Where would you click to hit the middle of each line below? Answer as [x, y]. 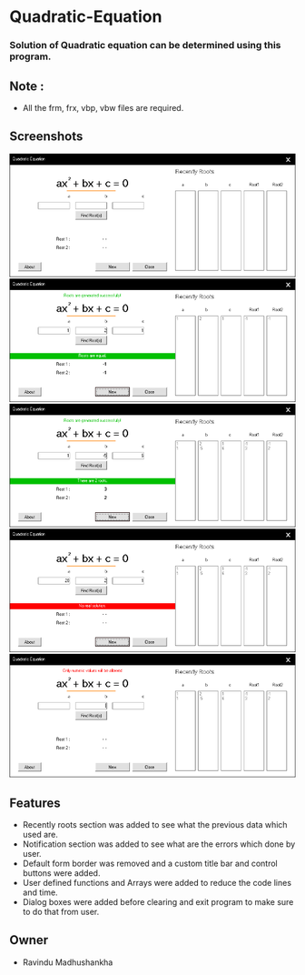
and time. [40, 892]
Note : [27, 86]
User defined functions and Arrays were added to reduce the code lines [157, 882]
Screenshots [46, 137]
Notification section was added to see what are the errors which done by [159, 844]
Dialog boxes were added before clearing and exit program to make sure [158, 901]
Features [35, 803]
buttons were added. [61, 873]
